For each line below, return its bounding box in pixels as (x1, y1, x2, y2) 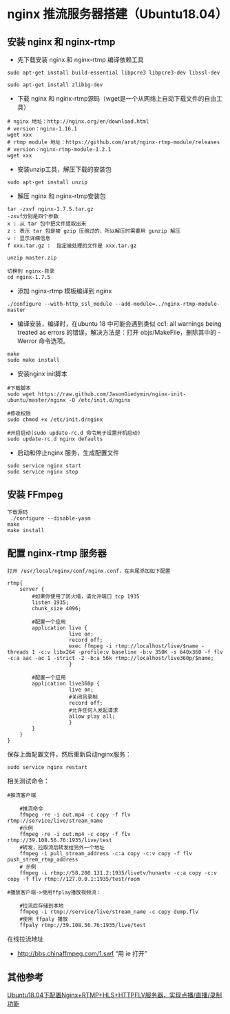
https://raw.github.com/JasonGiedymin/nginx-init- (37, 391, 187, 398)
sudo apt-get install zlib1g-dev (7, 81, 103, 88)
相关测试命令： (7, 777, 50, 785)
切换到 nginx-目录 (7, 268, 55, 275)
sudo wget (7, 391, 36, 398)
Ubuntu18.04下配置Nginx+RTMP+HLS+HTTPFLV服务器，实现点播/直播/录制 (7, 991, 222, 1000)
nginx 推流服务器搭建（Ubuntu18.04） (7, 6, 228, 22)
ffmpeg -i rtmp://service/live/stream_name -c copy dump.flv (19, 908, 198, 915)
